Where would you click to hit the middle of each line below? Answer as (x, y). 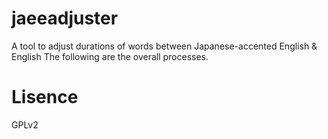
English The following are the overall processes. (110, 56)
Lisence (45, 97)
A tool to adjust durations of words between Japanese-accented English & (164, 46)
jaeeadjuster (65, 18)
